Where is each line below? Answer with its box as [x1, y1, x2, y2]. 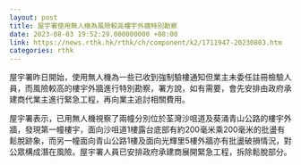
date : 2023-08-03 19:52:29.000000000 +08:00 [9, 29, 178, 38]
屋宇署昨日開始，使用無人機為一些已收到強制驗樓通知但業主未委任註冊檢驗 [9, 72, 284, 83]
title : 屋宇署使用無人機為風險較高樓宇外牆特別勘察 [9, 21, 177, 30]
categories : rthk [9, 46, 74, 55]
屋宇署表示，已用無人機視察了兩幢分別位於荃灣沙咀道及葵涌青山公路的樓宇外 [9, 113, 292, 124]
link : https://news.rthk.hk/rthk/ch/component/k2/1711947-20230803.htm [9, 37, 282, 47]
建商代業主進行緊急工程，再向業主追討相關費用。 [9, 95, 190, 105]
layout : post [9, 12, 58, 22]
